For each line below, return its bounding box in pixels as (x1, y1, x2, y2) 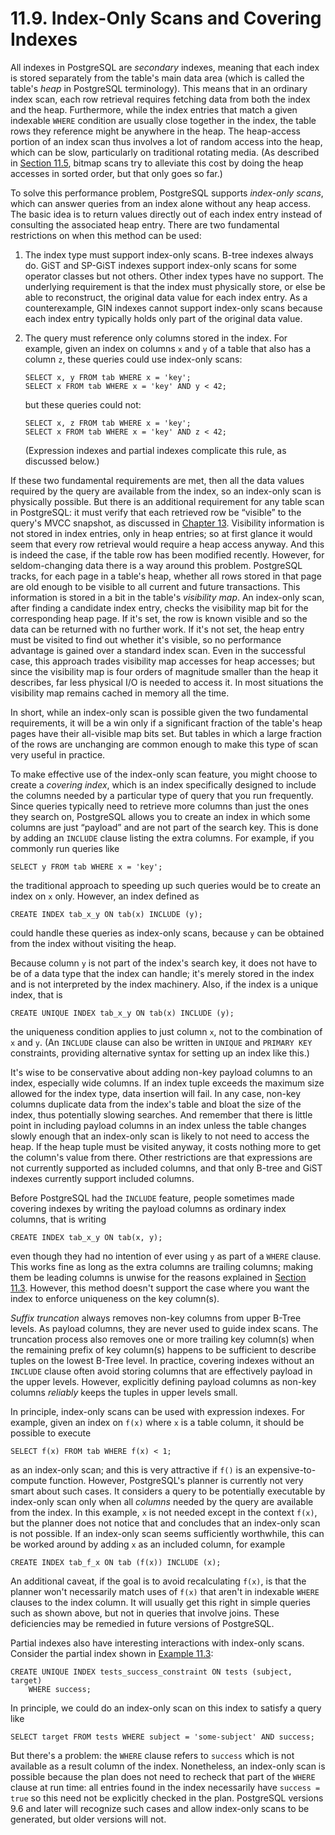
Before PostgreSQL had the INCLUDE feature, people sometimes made (10, 1192, 295, 1204)
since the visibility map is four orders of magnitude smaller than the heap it (10, 665, 319, 677)
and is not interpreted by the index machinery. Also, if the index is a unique (10, 978, 319, 990)
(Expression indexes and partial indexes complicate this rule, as (24, 444, 287, 456)
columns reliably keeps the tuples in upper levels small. (10, 1386, 238, 1398)
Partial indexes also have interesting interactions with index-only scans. (10, 1637, 305, 1649)
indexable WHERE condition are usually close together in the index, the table (10, 114, 317, 126)
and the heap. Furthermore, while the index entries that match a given (10, 103, 298, 116)
